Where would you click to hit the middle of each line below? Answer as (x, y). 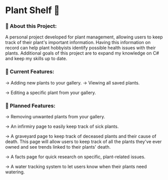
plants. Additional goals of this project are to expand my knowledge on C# (82, 53)
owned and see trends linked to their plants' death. (58, 147)
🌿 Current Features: (30, 72)
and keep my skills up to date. (36, 59)
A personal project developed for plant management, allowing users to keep (84, 37)
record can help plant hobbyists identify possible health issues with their (80, 48)
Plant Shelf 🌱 (33, 10)
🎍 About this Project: (31, 26)
